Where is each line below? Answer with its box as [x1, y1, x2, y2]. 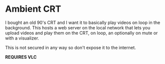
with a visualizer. [5, 35, 40, 41]
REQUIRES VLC [5, 54, 37, 60]
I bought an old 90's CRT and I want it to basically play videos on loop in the [5, 20, 161, 25]
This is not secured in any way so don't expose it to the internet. [5, 44, 136, 50]
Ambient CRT [5, 3, 61, 15]
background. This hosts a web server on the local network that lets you [5, 24, 151, 30]
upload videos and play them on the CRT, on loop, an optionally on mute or [5, 30, 158, 36]
